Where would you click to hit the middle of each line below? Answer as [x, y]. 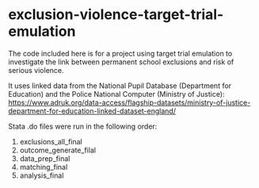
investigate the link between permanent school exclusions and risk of [121, 62]
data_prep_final [45, 158]
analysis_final [42, 175]
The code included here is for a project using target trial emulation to [120, 53]
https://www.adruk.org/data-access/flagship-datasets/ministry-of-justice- [129, 102]
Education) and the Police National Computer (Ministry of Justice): [116, 94]
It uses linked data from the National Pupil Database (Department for [120, 86]
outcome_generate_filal [58, 150]
